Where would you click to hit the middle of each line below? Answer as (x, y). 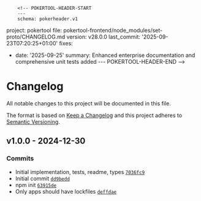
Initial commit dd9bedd (43, 178)
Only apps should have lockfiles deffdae (66, 191)
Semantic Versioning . (33, 121)
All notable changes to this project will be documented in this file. (89, 103)
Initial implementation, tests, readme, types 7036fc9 (80, 172)
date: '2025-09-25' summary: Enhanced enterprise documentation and (105, 55)
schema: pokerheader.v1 (48, 19)
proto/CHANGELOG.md (36, 37)
